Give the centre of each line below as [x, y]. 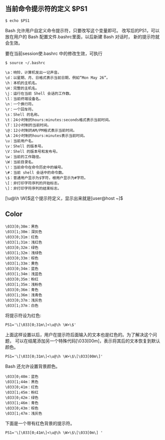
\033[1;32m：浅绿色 [24, 253]
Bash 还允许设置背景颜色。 [33, 366]
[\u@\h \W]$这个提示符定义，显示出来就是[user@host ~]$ [64, 198]
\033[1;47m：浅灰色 [24, 413]
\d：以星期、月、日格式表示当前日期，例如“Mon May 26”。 [58, 78]
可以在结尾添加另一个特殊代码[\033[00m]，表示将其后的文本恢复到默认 [87, 341]
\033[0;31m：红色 [22, 237]
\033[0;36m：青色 [22, 290]
